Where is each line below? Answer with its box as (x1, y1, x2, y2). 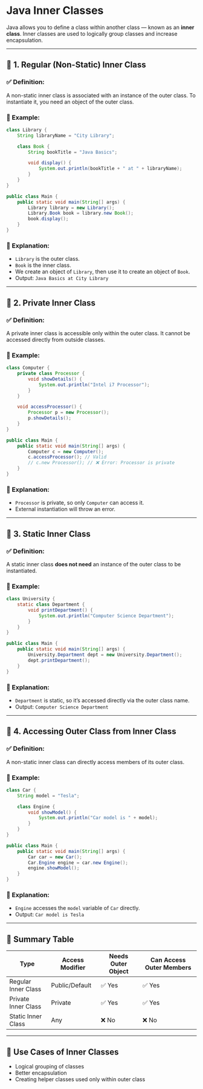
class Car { (6, 787, 36, 793)
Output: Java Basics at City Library (14, 275, 109, 282)
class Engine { (17, 803, 56, 809)
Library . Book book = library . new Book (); (28, 210, 134, 217)
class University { (6, 596, 56, 602)
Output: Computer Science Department (14, 703, 109, 710)
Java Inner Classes (6, 4, 104, 18)
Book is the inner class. (14, 261, 71, 269)
